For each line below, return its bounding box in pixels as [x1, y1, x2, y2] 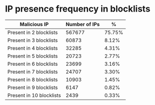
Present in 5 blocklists [7, 52, 58, 59]
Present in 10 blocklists [7, 92, 61, 99]
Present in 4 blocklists [7, 45, 58, 51]
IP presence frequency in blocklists [5, 3, 151, 15]
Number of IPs [65, 21, 100, 28]
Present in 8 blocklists [7, 76, 58, 83]
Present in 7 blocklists [7, 68, 58, 75]
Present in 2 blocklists [7, 29, 58, 36]
